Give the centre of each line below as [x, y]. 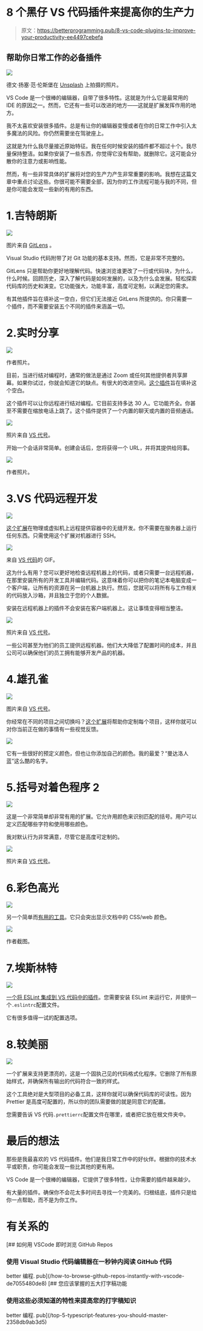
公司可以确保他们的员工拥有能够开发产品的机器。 [67, 652]
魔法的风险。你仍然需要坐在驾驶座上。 [59, 133]
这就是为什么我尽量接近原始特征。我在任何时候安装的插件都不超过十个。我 [99, 146]
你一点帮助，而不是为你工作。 [43, 1200]
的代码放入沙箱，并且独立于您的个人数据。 [59, 595]
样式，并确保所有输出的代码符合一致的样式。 [67, 1081]
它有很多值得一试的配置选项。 [43, 1018]
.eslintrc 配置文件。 [37, 1005]
